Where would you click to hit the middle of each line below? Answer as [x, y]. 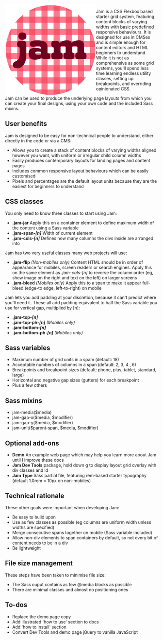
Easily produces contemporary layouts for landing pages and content [81, 160]
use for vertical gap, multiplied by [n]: [42, 308]
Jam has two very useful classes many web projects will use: [66, 253]
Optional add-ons [32, 443]
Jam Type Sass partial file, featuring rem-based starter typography [79, 476]
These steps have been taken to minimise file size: [55, 575]
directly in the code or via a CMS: [38, 140]
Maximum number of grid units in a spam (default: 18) [65, 360]
